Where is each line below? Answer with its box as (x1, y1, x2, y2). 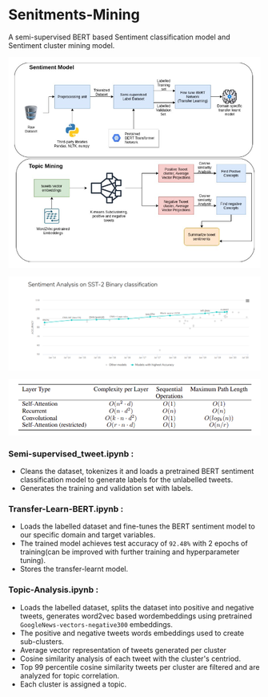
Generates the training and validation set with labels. (19, 484, 194, 493)
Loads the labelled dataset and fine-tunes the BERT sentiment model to (19, 521, 256, 531)
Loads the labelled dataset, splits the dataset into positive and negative (19, 602, 254, 612)
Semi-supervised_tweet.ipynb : (8, 448, 134, 459)
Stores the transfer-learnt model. (19, 564, 129, 574)
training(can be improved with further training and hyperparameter (19, 547, 240, 557)
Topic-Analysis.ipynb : (8, 584, 98, 595)
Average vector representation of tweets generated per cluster (19, 645, 226, 654)
